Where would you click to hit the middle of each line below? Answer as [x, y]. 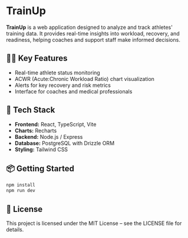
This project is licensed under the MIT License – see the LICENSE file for [94, 223]
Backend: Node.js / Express [49, 136]
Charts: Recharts [36, 131]
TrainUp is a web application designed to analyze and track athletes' [89, 27]
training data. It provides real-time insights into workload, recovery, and [93, 33]
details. [15, 229]
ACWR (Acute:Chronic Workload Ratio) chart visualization [85, 79]
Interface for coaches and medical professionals [73, 91]
